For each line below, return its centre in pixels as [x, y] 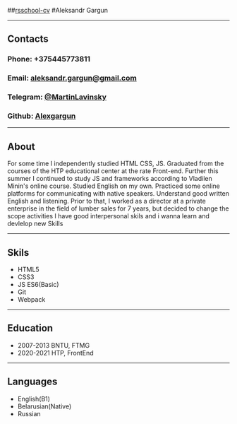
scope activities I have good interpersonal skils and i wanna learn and [108, 216]
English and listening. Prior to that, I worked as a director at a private [107, 201]
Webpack [31, 300]
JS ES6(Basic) [38, 285]
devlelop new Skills [35, 224]
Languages [32, 382]
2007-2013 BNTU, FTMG [54, 345]
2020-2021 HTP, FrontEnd [55, 353]
